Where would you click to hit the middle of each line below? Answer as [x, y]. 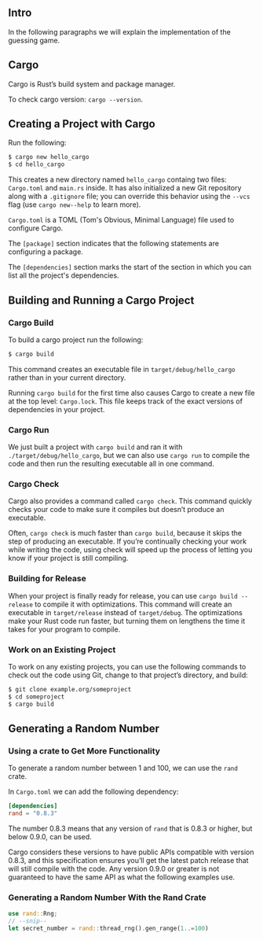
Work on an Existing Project [62, 650]
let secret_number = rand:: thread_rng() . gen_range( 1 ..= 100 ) [109, 929]
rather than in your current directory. [67, 378]
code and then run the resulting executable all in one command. [111, 464]
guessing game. [34, 40]
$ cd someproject [37, 697]
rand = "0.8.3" [33, 813]
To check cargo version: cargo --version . [76, 99]
